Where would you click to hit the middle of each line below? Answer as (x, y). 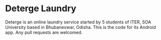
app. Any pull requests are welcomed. (44, 32)
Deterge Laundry (41, 9)
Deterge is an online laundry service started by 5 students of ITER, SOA (78, 22)
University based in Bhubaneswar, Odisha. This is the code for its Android (80, 27)
